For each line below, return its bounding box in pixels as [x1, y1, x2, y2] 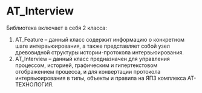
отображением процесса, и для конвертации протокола [15, 68, 161, 75]
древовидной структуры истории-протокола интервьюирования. [15, 48, 184, 56]
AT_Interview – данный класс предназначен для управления [15, 55, 171, 62]
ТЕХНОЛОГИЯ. [15, 80, 54, 88]
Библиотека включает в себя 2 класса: [6, 24, 107, 31]
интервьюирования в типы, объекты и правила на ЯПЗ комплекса [15, 74, 186, 82]
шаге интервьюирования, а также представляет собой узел [15, 42, 171, 50]
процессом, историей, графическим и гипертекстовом [15, 62, 158, 69]
